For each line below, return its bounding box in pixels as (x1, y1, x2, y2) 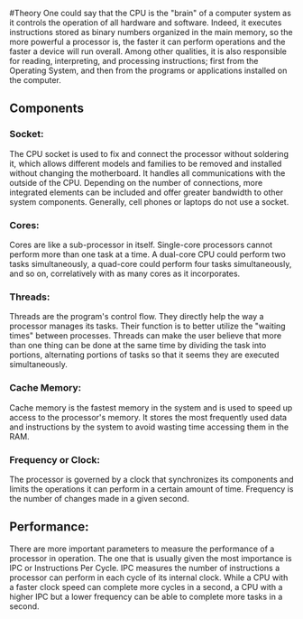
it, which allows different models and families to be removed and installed (9, 158, 282, 169)
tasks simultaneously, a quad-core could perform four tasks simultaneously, (9, 258, 292, 269)
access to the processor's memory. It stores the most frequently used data (9, 411, 287, 422)
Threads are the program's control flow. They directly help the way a (9, 311, 264, 322)
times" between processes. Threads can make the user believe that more (9, 330, 282, 341)
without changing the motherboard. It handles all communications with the (9, 167, 286, 179)
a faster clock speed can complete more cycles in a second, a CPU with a (9, 581, 283, 592)
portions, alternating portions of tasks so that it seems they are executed (9, 349, 280, 360)
